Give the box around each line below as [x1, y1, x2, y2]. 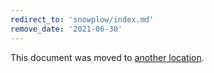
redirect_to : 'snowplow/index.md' [10, 14, 155, 25]
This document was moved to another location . [10, 51, 205, 63]
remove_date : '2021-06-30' [10, 24, 123, 34]
